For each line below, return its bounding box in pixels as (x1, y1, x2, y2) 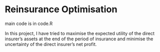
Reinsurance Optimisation (5, 4, 118, 15)
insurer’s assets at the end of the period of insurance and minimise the (5, 36, 154, 42)
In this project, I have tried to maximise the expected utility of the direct (5, 30, 155, 36)
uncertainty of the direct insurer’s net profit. (5, 41, 97, 47)
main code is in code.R (5, 20, 53, 27)
